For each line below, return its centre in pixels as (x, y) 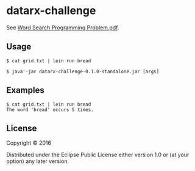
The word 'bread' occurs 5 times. (50, 110)
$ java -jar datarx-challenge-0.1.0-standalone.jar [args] (83, 71)
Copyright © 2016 (29, 143)
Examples (25, 90)
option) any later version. (37, 161)
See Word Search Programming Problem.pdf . (63, 27)
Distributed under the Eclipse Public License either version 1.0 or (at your (98, 155)
